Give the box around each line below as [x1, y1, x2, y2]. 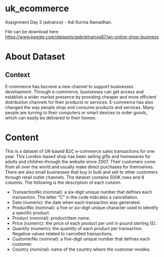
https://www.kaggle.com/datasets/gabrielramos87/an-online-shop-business [5, 34, 159, 40]
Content [5, 132, 39, 143]
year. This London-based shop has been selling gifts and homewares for [5, 153, 151, 159]
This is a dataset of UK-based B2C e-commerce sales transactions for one [5, 148, 155, 154]
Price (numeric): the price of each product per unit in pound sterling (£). [12, 220, 157, 226]
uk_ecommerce [5, 3, 69, 14]
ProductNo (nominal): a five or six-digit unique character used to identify [12, 205, 159, 210]
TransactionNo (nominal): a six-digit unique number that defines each [12, 189, 152, 195]
